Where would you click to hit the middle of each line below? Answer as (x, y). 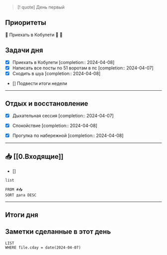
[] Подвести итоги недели (40, 83)
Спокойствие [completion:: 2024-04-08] (55, 126)
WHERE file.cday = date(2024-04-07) (43, 248)
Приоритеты (26, 23)
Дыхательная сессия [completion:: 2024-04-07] (63, 116)
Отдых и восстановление (47, 104)
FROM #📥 (14, 190)
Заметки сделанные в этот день (58, 232)
